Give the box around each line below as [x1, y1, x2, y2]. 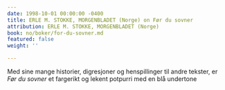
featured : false [7, 36, 54, 43]
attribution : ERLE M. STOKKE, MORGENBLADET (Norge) [7, 23, 159, 30]
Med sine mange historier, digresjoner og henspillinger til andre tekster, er [7, 67, 218, 75]
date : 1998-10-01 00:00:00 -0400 [7, 10, 104, 17]
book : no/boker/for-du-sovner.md [7, 29, 104, 37]
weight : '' [7, 42, 39, 49]
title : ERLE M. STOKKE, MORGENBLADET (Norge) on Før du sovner [7, 17, 194, 24]
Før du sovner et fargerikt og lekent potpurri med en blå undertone [7, 75, 197, 83]
